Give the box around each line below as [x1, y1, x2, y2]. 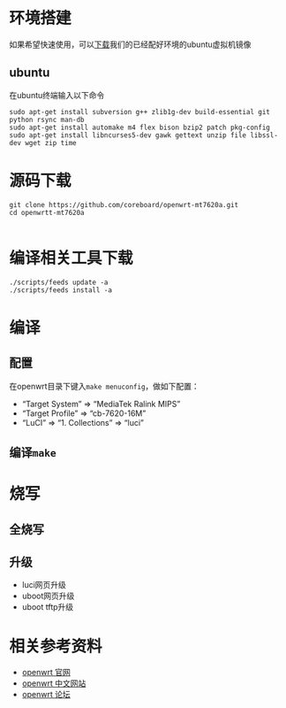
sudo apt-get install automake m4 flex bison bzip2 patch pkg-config [9, 123, 271, 132]
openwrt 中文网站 [21, 678, 87, 689]
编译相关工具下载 [9, 248, 134, 268]
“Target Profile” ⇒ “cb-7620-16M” [21, 408, 147, 419]
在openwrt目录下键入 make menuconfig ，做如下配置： [9, 381, 200, 391]
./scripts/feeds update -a [9, 278, 109, 287]
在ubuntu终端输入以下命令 [9, 89, 105, 100]
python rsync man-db [9, 115, 86, 124]
